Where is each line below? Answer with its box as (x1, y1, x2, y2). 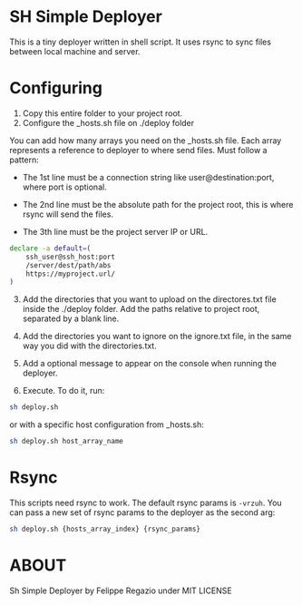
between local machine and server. (9, 45, 141, 56)
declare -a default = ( (9, 243, 92, 253)
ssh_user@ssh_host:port (25, 252, 116, 261)
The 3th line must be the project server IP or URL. (22, 226, 209, 237)
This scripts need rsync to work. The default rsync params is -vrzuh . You (9, 497, 283, 508)
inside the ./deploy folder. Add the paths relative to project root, (22, 304, 260, 315)
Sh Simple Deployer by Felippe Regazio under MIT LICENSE (9, 585, 233, 596)
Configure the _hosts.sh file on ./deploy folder (22, 117, 195, 128)
